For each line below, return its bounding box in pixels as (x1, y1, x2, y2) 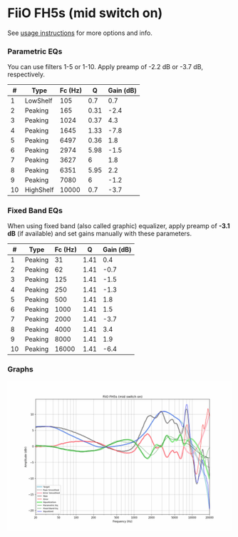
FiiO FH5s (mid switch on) (7, 5, 163, 21)
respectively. (7, 70, 45, 79)
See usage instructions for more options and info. (7, 29, 153, 37)
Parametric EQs (7, 46, 63, 56)
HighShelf (24, 185, 54, 194)
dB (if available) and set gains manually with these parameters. (7, 230, 192, 238)
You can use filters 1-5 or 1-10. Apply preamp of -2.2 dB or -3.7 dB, (7, 63, 204, 71)
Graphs (7, 364, 33, 374)
